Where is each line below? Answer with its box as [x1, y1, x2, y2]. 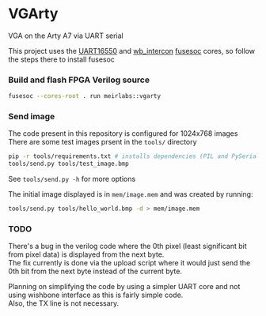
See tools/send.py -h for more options [8, 175, 136, 184]
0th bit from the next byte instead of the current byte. [8, 266, 182, 276]
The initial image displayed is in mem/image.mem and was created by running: [8, 190, 253, 199]
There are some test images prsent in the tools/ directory [8, 137, 197, 147]
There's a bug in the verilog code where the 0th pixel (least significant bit [8, 242, 247, 251]
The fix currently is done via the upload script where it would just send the [8, 258, 251, 268]
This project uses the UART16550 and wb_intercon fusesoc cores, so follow [8, 46, 256, 55]
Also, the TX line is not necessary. [8, 299, 120, 308]
